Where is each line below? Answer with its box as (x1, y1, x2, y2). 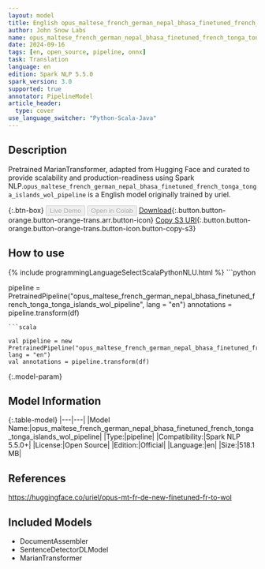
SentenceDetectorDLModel (19, 545, 109, 554)
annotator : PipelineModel (8, 92, 93, 100)
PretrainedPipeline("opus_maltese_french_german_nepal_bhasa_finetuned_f (8, 291, 256, 301)
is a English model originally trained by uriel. (88, 189, 231, 199)
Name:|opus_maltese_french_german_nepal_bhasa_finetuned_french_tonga (8, 424, 254, 433)
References (8, 471, 66, 485)
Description (8, 144, 67, 157)
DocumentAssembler (19, 536, 89, 545)
